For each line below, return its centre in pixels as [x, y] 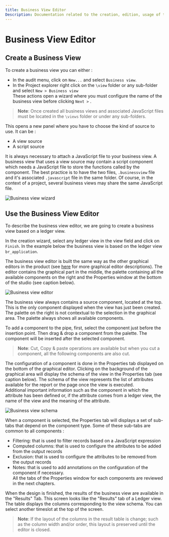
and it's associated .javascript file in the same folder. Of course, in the [79, 177]
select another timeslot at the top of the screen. [55, 509]
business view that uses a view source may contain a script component [79, 161]
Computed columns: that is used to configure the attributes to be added [87, 446]
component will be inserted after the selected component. [65, 339]
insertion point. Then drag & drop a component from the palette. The [76, 333]
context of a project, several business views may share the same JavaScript [84, 183]
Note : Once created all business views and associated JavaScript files [90, 111]
